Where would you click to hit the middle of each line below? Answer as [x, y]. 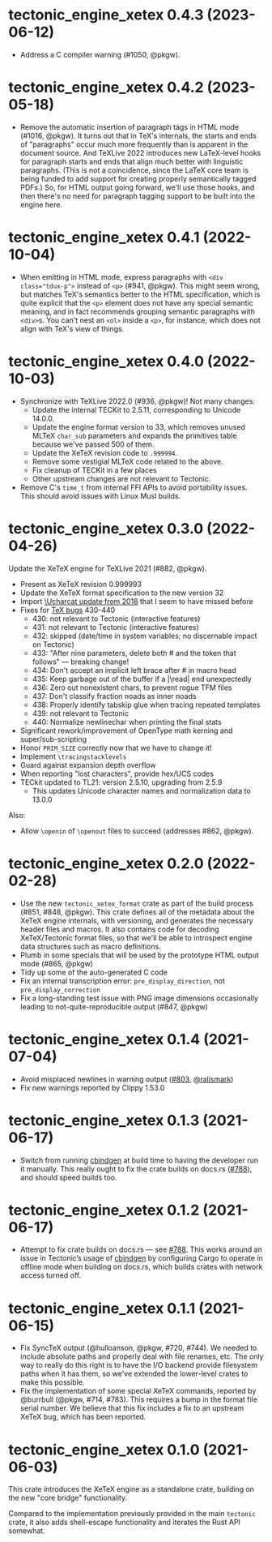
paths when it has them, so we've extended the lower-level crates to [134, 1374]
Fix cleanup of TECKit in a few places [95, 470]
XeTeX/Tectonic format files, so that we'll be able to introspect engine [136, 937]
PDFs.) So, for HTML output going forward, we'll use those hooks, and [137, 187]
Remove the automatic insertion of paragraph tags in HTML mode [130, 126]
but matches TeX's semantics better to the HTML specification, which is [140, 294]
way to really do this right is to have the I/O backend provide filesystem [138, 1365]
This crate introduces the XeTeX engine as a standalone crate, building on [132, 1489]
